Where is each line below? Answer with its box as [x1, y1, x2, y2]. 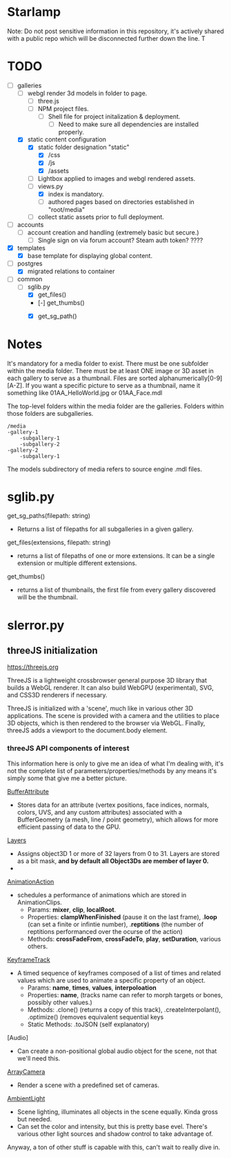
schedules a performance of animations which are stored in [17, 890, 187, 899]
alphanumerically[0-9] [159, 374, 223, 382]
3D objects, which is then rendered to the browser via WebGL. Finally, [7, 719, 205, 728]
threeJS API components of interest [7, 743, 130, 753]
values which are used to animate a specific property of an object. [17, 976, 205, 984]
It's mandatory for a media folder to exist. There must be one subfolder [7, 359, 209, 368]
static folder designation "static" [37, 143, 130, 152]
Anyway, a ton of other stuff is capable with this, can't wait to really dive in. [7, 1143, 221, 1151]
